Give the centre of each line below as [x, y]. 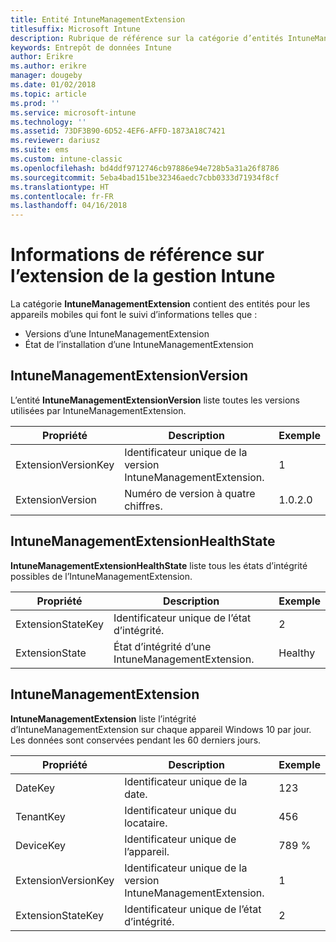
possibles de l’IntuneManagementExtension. [101, 576]
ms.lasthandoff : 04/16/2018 [69, 206]
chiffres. [143, 506]
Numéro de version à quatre [190, 493]
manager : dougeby [46, 76]
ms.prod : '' [35, 103]
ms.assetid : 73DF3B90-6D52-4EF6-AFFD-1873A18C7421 [118, 131]
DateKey [35, 788]
